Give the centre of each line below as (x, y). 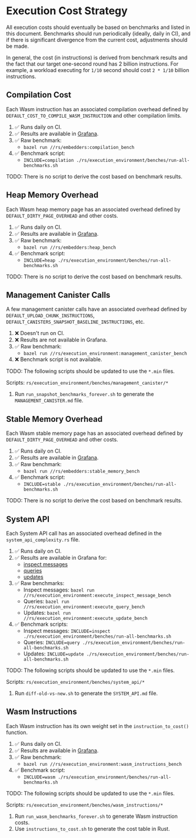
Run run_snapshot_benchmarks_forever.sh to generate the (84, 394)
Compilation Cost (39, 95)
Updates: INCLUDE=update (54, 654)
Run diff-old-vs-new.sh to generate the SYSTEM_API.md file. (86, 693)
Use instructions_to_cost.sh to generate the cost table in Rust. (92, 829)
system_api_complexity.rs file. (43, 540)
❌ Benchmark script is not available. (58, 359)
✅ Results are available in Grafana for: (61, 558)
